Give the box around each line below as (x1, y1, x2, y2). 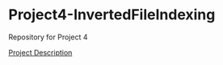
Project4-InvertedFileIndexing (8, 6, 216, 24)
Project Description (8, 47, 73, 57)
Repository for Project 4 (8, 32, 88, 42)
